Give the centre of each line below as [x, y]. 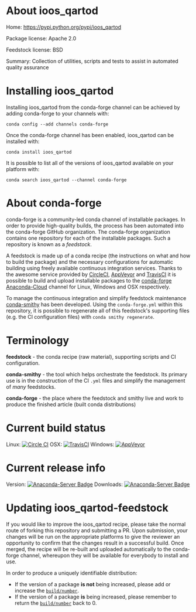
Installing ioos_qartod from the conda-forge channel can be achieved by [93, 107]
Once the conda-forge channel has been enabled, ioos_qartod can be [90, 135]
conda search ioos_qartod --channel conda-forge [66, 180]
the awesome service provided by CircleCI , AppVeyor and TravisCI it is [91, 274]
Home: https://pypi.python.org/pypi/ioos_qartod [64, 27]
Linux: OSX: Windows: [60, 444]
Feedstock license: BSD [35, 50]
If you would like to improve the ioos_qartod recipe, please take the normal [96, 524]
